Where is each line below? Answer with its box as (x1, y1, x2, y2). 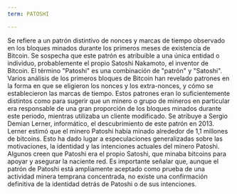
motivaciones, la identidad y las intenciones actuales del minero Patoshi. (7, 141, 220, 150)
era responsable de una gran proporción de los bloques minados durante (7, 104, 222, 112)
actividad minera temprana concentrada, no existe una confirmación (7, 172, 208, 180)
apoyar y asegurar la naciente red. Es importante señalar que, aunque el (7, 157, 219, 166)
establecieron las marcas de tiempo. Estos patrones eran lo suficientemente (7, 89, 230, 97)
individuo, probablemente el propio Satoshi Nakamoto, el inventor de (7, 58, 209, 68)
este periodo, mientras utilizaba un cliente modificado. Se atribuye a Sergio (7, 112, 228, 120)
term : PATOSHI (7, 10, 50, 18)
